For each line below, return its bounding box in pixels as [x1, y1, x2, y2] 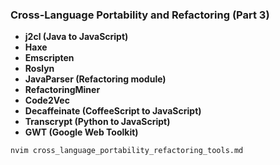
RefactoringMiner [24, 84, 101, 96]
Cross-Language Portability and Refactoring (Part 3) [10, 8, 270, 22]
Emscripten [24, 52, 75, 64]
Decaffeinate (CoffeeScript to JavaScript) [24, 105, 202, 117]
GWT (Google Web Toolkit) [24, 126, 139, 138]
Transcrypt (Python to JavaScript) [24, 116, 171, 128]
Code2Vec [24, 94, 70, 107]
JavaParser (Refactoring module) [24, 73, 167, 85]
